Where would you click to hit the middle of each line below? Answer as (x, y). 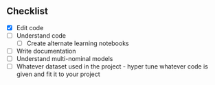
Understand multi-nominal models (65, 59)
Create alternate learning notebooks (78, 43)
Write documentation (46, 51)
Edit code (30, 27)
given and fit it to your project (58, 74)
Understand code (41, 35)
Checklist (27, 11)
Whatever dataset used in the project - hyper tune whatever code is (112, 66)
